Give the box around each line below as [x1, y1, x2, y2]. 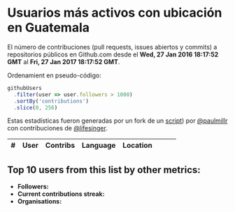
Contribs [45, 141, 76, 151]
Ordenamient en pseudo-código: [7, 71, 101, 79]
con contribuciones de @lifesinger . [7, 124, 108, 132]
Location [122, 141, 152, 151]
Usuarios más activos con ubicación [7, 5, 222, 21]
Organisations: [17, 197, 62, 206]
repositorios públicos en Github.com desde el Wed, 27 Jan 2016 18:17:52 [7, 50, 219, 59]
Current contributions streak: [17, 190, 105, 198]
